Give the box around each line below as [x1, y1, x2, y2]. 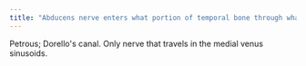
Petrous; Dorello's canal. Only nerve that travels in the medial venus [9, 38, 264, 49]
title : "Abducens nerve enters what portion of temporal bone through [9, 13, 283, 23]
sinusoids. [9, 47, 48, 59]
